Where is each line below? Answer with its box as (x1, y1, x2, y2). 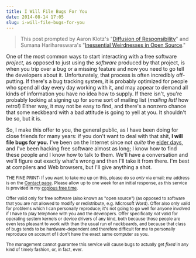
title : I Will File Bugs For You (6, 8, 88, 15)
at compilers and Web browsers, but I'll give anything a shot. (6, 164, 152, 171)
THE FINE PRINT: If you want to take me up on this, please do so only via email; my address (6, 175, 190, 181)
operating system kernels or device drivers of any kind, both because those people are (6, 216, 181, 222)
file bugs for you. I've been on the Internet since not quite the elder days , (6, 139, 183, 146)
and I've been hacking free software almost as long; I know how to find (6, 145, 177, 152)
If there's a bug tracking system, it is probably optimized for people (26, 78, 188, 85)
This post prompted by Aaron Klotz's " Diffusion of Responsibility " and (20, 36, 189, 43)
